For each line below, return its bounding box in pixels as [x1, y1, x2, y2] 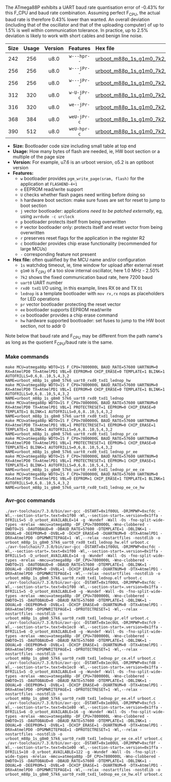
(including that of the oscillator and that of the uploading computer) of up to [5, 21, 164, 28]
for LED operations [20, 296, 60, 302]
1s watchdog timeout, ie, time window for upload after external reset [20, 262, 164, 268]
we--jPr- [69, 101, 90, 108]
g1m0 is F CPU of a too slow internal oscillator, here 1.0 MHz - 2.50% [20, 267, 160, 275]
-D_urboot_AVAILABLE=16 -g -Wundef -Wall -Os [27, 709, 126, 714]
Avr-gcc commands [5, 497, 55, 504]
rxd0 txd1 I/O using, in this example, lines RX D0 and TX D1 [20, 285, 142, 291]
